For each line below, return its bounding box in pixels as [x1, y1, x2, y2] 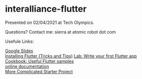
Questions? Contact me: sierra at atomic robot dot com [5, 29, 116, 35]
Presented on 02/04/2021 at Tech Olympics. [5, 20, 95, 25]
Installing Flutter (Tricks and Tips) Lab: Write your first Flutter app [5, 53, 137, 59]
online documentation [5, 63, 49, 69]
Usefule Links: [5, 38, 34, 44]
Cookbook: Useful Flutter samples [5, 58, 74, 64]
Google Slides [5, 48, 33, 54]
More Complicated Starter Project [5, 68, 73, 74]
